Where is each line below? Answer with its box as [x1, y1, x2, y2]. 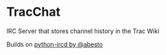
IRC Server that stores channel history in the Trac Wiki [6, 27, 160, 35]
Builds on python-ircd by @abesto [6, 40, 104, 48]
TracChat [6, 4, 61, 20]
